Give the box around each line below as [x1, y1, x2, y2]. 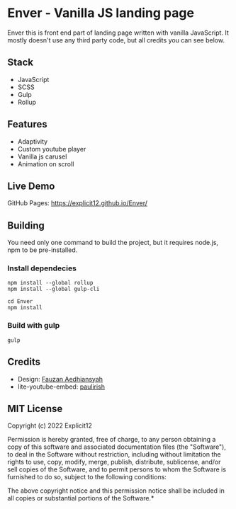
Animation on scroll [17, 159, 74, 168]
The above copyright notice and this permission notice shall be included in [7, 486, 225, 495]
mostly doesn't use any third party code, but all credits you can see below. [7, 35, 225, 44]
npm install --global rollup [7, 280, 94, 287]
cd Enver [7, 298, 33, 305]
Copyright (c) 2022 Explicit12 [7, 421, 92, 430]
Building [7, 219, 45, 231]
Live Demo [7, 180, 55, 192]
